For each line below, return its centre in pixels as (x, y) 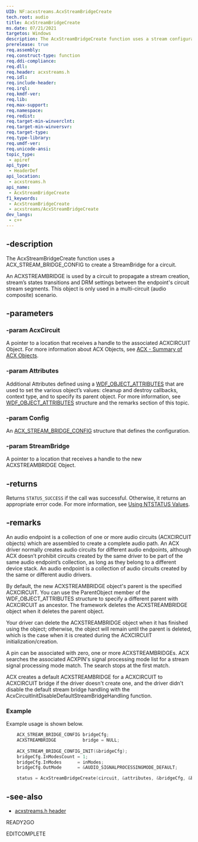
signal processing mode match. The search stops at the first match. (88, 665)
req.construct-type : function (43, 56)
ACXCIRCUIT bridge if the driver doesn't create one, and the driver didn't (95, 683)
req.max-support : (27, 105)
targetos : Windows (29, 34)
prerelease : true (27, 45)
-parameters (30, 314)
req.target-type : (27, 133)
